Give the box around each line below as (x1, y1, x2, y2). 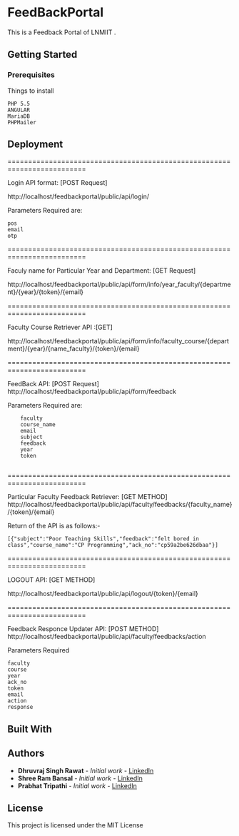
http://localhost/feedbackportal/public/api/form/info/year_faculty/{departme (7, 280, 231, 289)
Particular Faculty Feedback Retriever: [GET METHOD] (7, 493, 168, 501)
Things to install (7, 86, 55, 95)
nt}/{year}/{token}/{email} (7, 288, 84, 296)
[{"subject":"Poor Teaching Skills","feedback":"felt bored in (7, 535, 200, 543)
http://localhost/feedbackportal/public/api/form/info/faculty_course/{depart (7, 337, 230, 346)
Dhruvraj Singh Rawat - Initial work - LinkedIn (17, 766, 154, 775)
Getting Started (7, 49, 78, 61)
